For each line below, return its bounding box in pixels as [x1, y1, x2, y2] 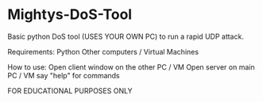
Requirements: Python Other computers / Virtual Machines [7, 47, 199, 56]
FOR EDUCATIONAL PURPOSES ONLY [7, 85, 133, 96]
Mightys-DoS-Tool [7, 6, 133, 24]
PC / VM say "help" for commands [7, 70, 120, 80]
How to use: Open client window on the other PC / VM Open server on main [7, 62, 255, 72]
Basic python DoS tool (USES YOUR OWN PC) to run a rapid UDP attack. [7, 32, 244, 41]
